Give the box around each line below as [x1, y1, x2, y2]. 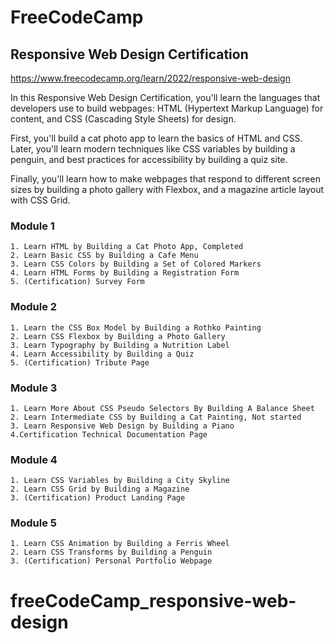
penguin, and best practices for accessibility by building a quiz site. [10, 154, 288, 165]
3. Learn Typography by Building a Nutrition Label [10, 340, 230, 350]
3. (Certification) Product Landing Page [10, 493, 186, 503]
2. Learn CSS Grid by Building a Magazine [10, 484, 190, 495]
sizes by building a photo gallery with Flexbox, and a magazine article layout [10, 184, 325, 195]
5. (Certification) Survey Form [10, 277, 145, 287]
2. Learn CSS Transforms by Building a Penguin [10, 547, 213, 558]
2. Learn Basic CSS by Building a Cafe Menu [10, 251, 199, 261]
